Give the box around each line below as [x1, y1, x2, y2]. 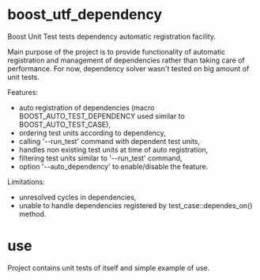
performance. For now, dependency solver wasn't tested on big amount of [7, 63, 250, 73]
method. [18, 209, 47, 218]
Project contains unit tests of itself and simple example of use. [7, 263, 210, 272]
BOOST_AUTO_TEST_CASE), [18, 119, 111, 129]
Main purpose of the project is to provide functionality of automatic [7, 47, 226, 56]
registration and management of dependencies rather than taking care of [7, 55, 246, 65]
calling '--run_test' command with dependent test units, [18, 136, 201, 146]
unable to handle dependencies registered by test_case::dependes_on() [18, 200, 253, 210]
